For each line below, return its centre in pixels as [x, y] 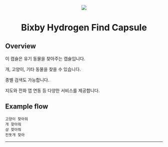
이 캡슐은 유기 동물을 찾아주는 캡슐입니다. [45, 58]
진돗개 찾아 [15, 135]
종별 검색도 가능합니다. [27, 80]
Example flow [27, 107]
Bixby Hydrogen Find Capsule [84, 28]
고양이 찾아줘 [17, 119]
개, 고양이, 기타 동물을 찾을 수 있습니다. [43, 69]
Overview [21, 46]
